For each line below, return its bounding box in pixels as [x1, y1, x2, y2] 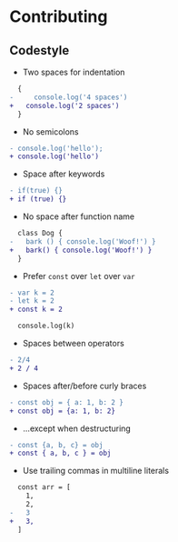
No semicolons [22, 125, 79, 137]
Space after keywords [22, 168, 105, 179]
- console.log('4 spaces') [9, 93, 128, 102]
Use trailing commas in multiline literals [22, 466, 170, 477]
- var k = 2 [9, 288, 54, 297]
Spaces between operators [22, 338, 124, 348]
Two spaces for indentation [22, 66, 125, 77]
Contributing [9, 6, 108, 27]
